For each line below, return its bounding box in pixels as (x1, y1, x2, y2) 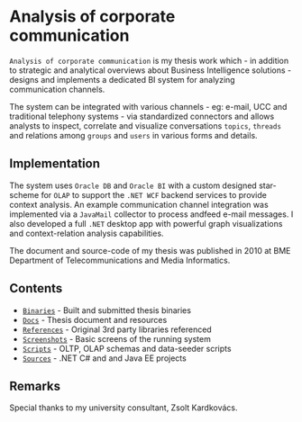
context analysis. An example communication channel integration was (9, 199, 269, 210)
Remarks (9, 378, 61, 393)
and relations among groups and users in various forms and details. (9, 130, 259, 140)
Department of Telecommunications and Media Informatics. (9, 255, 231, 265)
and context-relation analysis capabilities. (9, 228, 164, 238)
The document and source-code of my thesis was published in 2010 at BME (9, 245, 291, 256)
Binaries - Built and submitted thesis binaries (22, 304, 192, 316)
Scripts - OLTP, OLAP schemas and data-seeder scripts (22, 343, 232, 354)
